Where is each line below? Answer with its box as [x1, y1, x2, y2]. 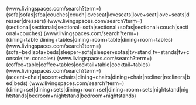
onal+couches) [6, 30, 43, 37]
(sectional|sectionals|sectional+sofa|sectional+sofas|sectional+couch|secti [6, 23, 188, 31]
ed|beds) [6, 80, 28, 87]
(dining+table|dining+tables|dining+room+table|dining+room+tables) [6, 36, 173, 43]
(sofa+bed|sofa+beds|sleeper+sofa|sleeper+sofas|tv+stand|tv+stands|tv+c [6, 49, 190, 55]
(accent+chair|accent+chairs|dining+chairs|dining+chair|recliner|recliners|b [6, 73, 190, 80]
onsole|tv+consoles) [6, 55, 56, 62]
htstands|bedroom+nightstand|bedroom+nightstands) [6, 92, 136, 99]
